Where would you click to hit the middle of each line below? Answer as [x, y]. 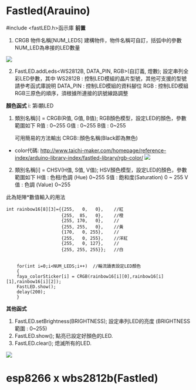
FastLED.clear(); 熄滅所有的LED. [53, 343]
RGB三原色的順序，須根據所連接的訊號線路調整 [71, 93]
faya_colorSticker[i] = [46, 276]
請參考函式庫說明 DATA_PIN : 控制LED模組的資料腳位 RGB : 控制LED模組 [102, 86]
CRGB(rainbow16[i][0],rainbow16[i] [121, 276]
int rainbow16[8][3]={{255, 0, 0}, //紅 [65, 209]
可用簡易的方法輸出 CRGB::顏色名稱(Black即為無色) [76, 138]
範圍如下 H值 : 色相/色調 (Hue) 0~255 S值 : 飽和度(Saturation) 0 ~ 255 [99, 177]
